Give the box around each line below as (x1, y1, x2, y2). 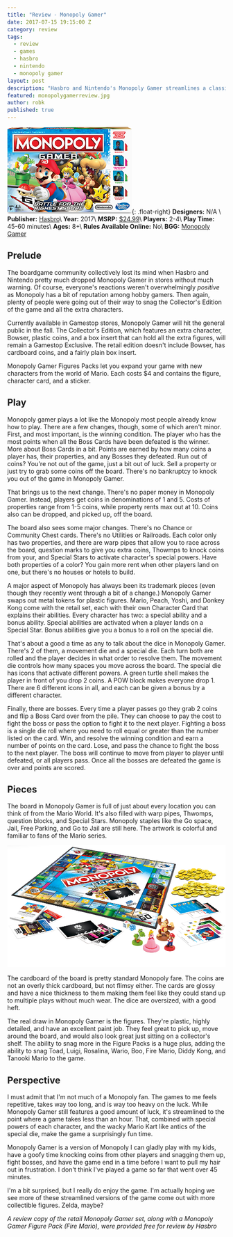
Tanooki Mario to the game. (7, 1054, 86, 1062)
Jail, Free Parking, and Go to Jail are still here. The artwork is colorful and (7, 824, 217, 833)
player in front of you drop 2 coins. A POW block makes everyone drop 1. (7, 676, 216, 685)
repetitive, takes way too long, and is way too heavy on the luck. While (7, 1100, 208, 1108)
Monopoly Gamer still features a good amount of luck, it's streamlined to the (7, 1107, 225, 1116)
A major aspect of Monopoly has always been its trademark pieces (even (7, 581, 216, 589)
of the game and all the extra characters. (7, 305, 123, 313)
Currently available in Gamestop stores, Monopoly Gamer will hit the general (7, 319, 225, 327)
